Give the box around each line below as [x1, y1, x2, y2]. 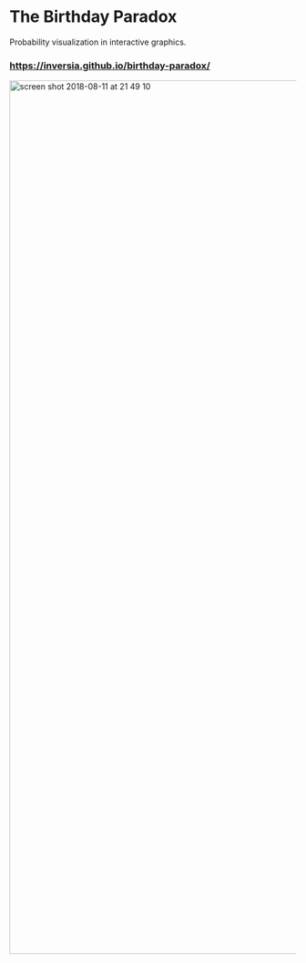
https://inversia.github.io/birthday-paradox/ [9, 59, 211, 72]
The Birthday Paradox [9, 6, 178, 27]
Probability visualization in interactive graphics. [9, 36, 187, 47]
